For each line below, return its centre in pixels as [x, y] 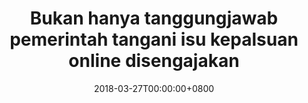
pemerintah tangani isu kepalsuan [154, 39]
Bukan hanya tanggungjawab [154, 18]
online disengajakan [154, 61]
